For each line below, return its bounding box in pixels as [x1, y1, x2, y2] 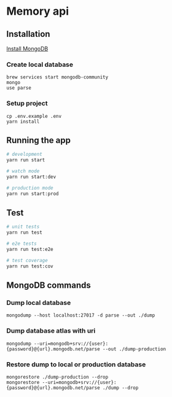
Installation [6, 29, 50, 39]
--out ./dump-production [102, 345, 166, 352]
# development [6, 152, 43, 158]
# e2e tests [6, 241, 37, 247]
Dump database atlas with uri [6, 326, 96, 335]
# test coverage [6, 257, 48, 263]
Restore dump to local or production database [6, 360, 146, 369]
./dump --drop [102, 385, 139, 391]
